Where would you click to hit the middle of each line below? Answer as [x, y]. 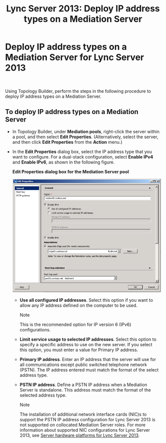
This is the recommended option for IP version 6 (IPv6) [76, 324]
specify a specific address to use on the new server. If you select [86, 345]
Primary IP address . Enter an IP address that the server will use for [88, 360]
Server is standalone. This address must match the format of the [85, 390]
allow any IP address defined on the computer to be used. [79, 305]
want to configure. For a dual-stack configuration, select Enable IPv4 [83, 157]
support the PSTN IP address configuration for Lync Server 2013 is [87, 420]
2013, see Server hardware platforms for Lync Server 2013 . [80, 436]
